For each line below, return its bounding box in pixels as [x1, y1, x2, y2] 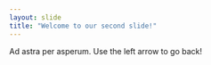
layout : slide [9, 12, 62, 22]
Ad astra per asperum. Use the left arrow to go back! [9, 45, 203, 56]
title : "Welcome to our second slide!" [9, 21, 158, 30]
